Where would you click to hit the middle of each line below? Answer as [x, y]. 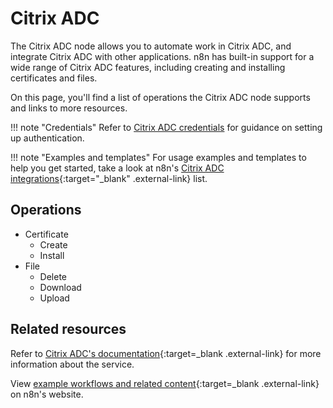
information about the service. [72, 364]
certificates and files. [54, 78]
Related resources [68, 329]
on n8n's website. [47, 394]
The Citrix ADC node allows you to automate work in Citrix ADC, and [151, 46]
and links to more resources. [69, 108]
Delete [53, 276]
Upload [54, 298]
